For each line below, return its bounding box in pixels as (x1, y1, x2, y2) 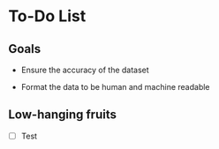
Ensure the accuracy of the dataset (20, 64, 149, 75)
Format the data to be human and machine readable (20, 82, 210, 92)
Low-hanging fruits (8, 108, 117, 123)
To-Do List (8, 6, 87, 26)
